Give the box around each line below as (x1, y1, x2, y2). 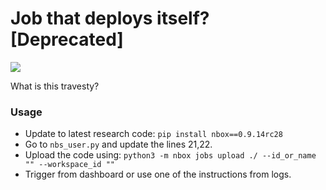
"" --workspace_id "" (24, 160, 115, 170)
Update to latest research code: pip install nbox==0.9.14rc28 (24, 128, 283, 140)
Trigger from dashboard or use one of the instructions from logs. (24, 168, 292, 181)
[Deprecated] (10, 28, 124, 51)
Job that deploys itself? (10, 7, 210, 30)
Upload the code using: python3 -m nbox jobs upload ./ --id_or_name (24, 149, 317, 161)
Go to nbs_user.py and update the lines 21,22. (24, 138, 213, 151)
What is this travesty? (10, 80, 100, 92)
